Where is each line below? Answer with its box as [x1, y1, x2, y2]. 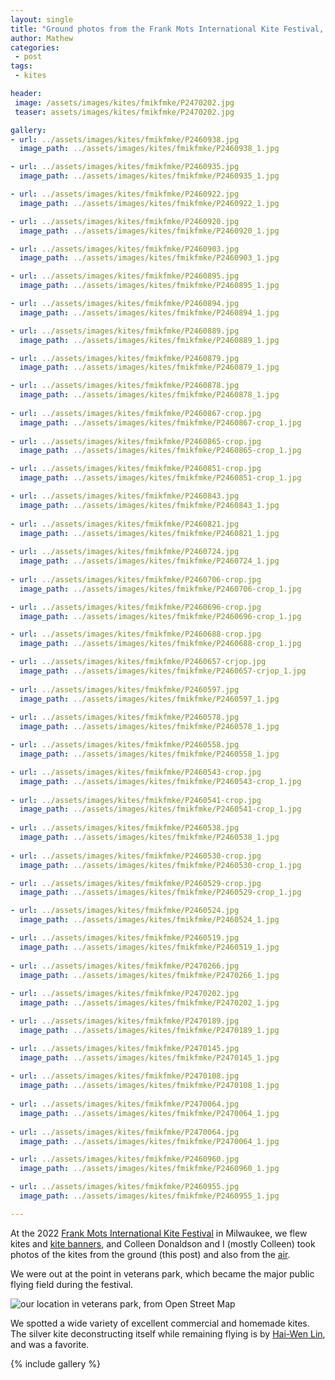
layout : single [10, 14, 74, 25]
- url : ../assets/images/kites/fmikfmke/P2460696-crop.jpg [10, 602, 262, 612]
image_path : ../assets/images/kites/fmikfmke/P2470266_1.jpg [19, 970, 280, 980]
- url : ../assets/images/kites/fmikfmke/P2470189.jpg [10, 1016, 240, 1026]
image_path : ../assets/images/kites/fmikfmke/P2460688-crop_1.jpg [19, 639, 302, 649]
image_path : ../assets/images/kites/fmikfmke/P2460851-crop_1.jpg [19, 473, 302, 483]
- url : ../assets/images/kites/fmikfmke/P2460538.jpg [10, 823, 240, 833]
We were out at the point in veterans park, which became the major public [10, 1267, 315, 1280]
